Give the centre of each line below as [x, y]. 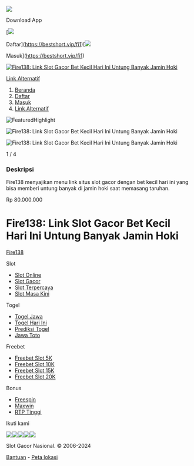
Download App [24, 20]
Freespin [25, 400]
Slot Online [28, 275]
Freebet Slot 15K [34, 371]
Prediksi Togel [32, 329]
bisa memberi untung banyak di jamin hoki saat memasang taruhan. [88, 189]
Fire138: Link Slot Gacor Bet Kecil [88, 224]
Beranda [25, 90]
